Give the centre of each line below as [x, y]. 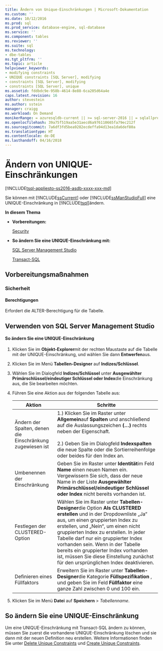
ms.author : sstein [24, 104]
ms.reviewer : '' [21, 41]
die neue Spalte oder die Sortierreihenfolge [106, 450]
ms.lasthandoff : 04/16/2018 [33, 141]
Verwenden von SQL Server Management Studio [80, 326]
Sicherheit [17, 289]
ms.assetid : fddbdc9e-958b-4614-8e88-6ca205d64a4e [57, 91]
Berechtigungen [22, 300]
